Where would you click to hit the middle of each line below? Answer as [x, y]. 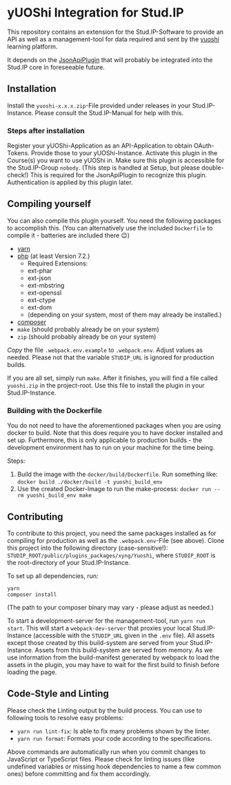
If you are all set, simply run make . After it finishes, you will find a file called [113, 378]
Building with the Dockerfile [54, 410]
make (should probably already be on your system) [88, 329]
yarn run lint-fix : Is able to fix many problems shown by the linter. [114, 731]
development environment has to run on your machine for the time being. [111, 448]
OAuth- [204, 146]
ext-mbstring [46, 285]
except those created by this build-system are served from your [98, 642]
